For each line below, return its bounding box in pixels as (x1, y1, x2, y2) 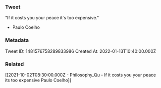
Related (5, 61, 24, 68)
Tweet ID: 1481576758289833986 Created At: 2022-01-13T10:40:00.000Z (5, 48, 156, 54)
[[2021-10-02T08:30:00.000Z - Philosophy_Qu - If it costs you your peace (5, 72, 156, 78)
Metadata (5, 37, 29, 44)
